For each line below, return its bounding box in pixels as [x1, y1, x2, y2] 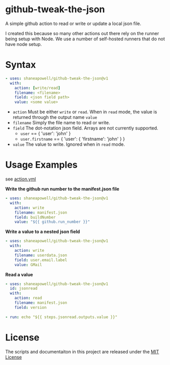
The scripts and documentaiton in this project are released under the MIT [5, 348, 159, 355]
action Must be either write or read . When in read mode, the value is [12, 109, 157, 115]
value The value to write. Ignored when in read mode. [12, 141, 125, 147]
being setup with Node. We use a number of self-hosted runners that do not [5, 36, 165, 42]
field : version [14, 305, 47, 310]
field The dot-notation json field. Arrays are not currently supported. [12, 125, 158, 131]
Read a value [5, 271, 33, 277]
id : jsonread [10, 286, 38, 291]
